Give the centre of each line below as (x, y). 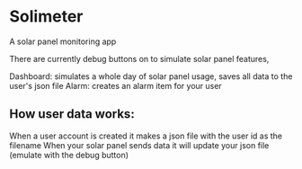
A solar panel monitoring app (63, 41)
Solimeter (46, 17)
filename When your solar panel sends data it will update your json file (139, 145)
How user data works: (72, 114)
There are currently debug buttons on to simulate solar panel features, (139, 58)
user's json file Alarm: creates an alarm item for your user (115, 85)
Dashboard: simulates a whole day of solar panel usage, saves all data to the (151, 76)
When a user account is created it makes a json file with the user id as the (146, 136)
